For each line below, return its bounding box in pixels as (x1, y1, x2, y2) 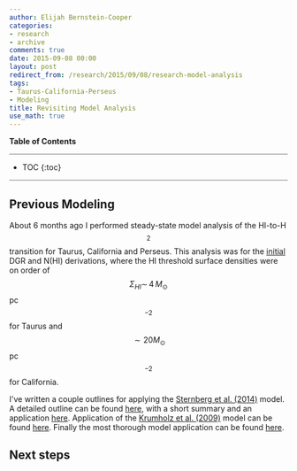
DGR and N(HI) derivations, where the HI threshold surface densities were (9, 255, 278, 266)
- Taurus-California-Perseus (9, 87, 117, 96)
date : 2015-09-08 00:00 (9, 54, 97, 63)
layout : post (9, 63, 57, 72)
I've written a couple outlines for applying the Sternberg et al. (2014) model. (9, 393, 286, 404)
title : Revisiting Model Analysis (9, 104, 137, 112)
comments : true (9, 46, 65, 55)
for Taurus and (9, 320, 64, 331)
